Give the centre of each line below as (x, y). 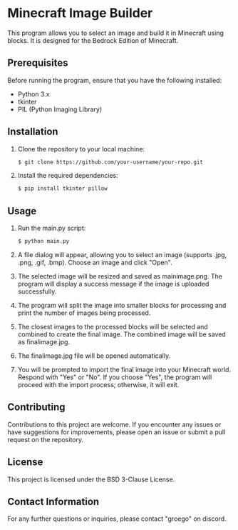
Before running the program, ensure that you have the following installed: (115, 80)
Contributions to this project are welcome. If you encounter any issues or (114, 424)
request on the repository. (46, 439)
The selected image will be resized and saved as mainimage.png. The (120, 276)
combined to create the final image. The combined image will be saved (121, 334)
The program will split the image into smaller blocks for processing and (122, 305)
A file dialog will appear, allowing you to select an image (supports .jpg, (122, 255)
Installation (33, 132)
